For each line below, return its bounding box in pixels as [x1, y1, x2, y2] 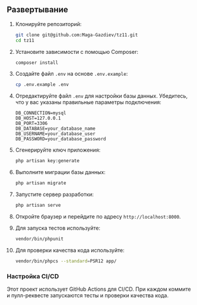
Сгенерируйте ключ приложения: [15, 146, 101, 153]
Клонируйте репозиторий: [15, 20, 82, 27]
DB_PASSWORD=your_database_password [15, 136, 106, 142]
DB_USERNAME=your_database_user [15, 131, 96, 137]
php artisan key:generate [15, 158, 80, 164]
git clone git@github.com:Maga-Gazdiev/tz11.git [15, 32, 138, 38]
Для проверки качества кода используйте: [15, 246, 125, 253]
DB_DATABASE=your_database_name [15, 126, 96, 132]
